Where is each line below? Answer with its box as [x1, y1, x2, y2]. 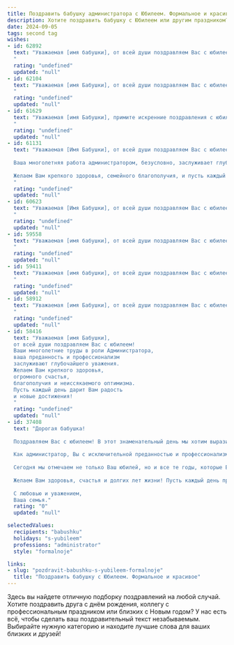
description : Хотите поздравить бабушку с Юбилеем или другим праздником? [7, 17, 229, 24]
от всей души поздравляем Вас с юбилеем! [13, 341, 136, 348]
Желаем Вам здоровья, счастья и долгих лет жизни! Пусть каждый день [13, 477, 219, 484]
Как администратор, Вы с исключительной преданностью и [13, 451, 179, 458]
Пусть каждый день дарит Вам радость [13, 386, 123, 393]
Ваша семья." [13, 496, 52, 503]
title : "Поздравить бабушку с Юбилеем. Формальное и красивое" [13, 573, 201, 581]
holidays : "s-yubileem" [13, 535, 82, 542]
